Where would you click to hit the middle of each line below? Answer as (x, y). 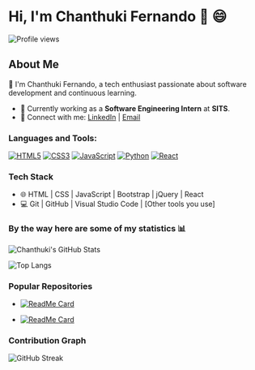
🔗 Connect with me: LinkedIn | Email (80, 117)
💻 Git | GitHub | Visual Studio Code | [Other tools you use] (118, 204)
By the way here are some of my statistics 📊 (97, 229)
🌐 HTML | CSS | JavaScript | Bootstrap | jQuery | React (112, 195)
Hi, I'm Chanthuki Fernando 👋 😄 (118, 17)
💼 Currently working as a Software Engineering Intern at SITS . (125, 108)
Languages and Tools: (53, 138)
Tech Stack (31, 176)
